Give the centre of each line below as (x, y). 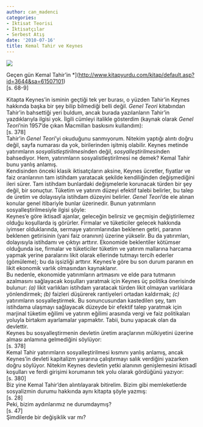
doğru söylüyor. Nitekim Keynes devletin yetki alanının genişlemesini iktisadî (101, 365)
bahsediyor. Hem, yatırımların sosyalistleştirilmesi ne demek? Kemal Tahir (98, 158)
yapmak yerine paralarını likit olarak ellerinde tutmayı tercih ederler (90, 255)
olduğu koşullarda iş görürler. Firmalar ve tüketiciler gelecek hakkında (94, 223)
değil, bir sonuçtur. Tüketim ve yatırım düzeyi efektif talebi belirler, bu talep (100, 190)
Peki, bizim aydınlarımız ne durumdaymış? (59, 404)
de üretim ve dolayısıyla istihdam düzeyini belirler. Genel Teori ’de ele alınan (100, 196)
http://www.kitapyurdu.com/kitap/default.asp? (137, 74)
